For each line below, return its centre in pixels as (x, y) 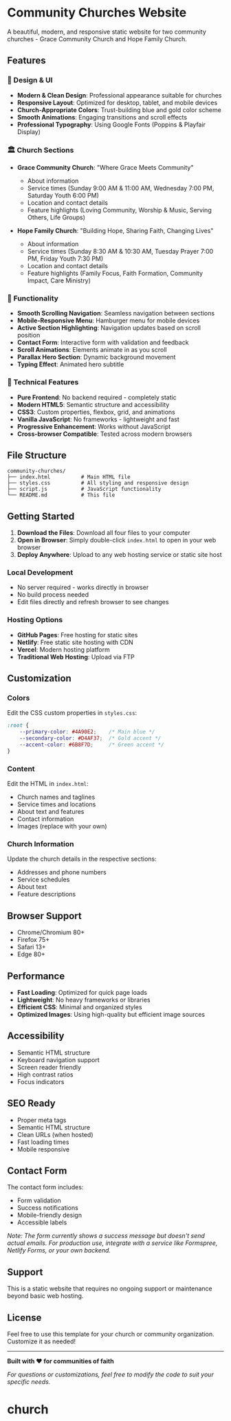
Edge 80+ (31, 954)
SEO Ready (32, 1104)
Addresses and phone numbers (62, 872)
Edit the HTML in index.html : (48, 784)
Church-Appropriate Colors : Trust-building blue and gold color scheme (119, 110)
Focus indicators (41, 1081)
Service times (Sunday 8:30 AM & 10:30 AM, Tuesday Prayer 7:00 (120, 251)
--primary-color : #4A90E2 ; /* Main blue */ (87, 732)
